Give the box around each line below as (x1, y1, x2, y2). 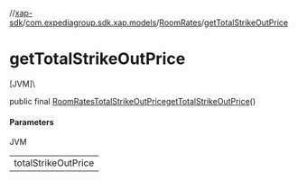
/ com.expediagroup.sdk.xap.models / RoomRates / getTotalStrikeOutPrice (22, 17, 289, 28)
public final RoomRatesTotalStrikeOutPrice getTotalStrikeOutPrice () (9, 95, 256, 106)
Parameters (9, 116, 54, 127)
